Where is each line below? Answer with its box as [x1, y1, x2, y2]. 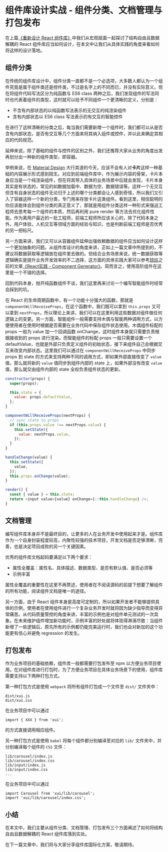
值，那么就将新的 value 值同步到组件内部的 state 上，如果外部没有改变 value [5, 360, 162, 366]
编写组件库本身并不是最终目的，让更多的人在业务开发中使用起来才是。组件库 [5, 531, 163, 537]
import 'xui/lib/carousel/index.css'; [5, 795, 86, 801]
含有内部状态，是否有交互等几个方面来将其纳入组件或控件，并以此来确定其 [5, 130, 158, 136]
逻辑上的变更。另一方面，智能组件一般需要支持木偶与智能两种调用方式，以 [5, 316, 158, 322]
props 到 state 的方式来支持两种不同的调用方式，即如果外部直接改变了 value [5, 353, 162, 359]
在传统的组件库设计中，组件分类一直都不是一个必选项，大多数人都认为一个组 [5, 77, 163, 83]
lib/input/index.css [5, 767, 48, 772]
